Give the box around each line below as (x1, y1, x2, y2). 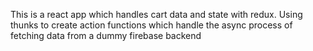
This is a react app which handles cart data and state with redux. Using (10, 9, 303, 20)
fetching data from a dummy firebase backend (10, 30, 202, 41)
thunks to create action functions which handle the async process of (10, 19, 293, 31)
